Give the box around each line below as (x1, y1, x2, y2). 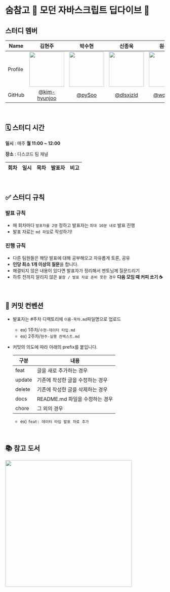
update (15, 376, 32, 383)
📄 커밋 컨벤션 (5, 302, 44, 310)
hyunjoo (37, 95, 57, 101)
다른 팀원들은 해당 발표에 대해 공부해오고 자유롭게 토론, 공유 (12, 254, 131, 261)
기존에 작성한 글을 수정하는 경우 (37, 376, 108, 383)
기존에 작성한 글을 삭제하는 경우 (37, 386, 108, 393)
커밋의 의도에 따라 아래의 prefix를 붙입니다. (12, 344, 98, 350)
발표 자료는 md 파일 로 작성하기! (12, 229, 72, 235)
